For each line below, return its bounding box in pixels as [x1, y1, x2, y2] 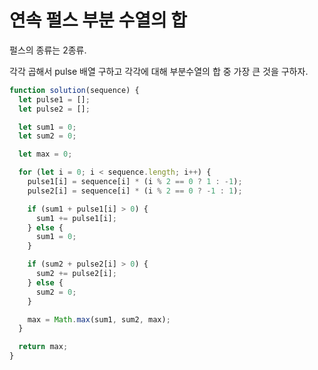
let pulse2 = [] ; [18, 104, 91, 114]
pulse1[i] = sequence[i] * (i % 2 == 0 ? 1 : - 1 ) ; [27, 177, 243, 187]
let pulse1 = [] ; [18, 94, 91, 105]
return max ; [18, 342, 69, 352]
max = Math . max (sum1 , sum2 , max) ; [27, 314, 171, 325]
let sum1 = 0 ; [18, 122, 77, 132]
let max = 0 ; [18, 149, 73, 160]
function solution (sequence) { [9, 85, 140, 95]
